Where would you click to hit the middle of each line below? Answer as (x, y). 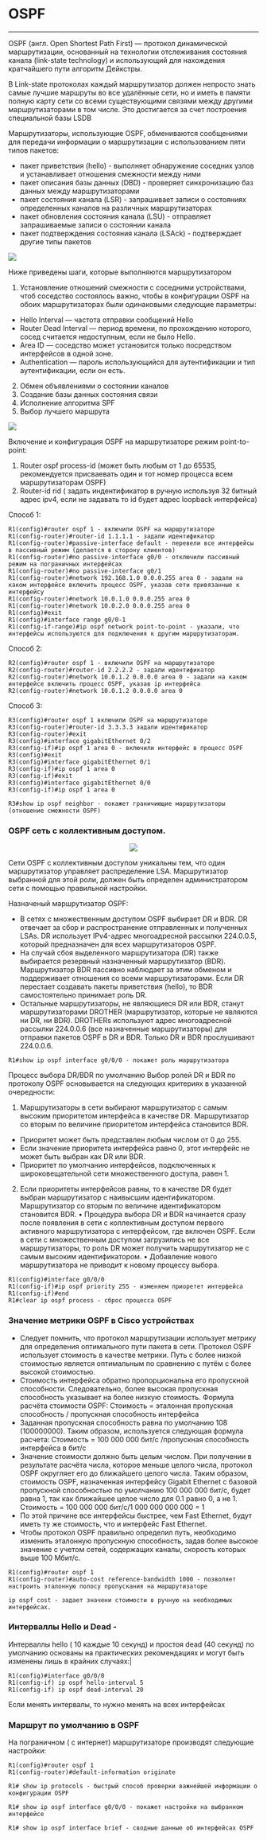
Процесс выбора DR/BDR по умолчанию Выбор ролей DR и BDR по (122, 1076)
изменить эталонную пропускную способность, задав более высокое (139, 1541)
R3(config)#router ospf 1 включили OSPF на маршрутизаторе (108, 720)
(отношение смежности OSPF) (55, 811)
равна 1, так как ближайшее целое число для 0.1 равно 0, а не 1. (128, 1498)
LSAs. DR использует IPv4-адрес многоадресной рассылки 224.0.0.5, (138, 936)
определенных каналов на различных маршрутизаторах (116, 208)
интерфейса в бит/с (53, 1448)
